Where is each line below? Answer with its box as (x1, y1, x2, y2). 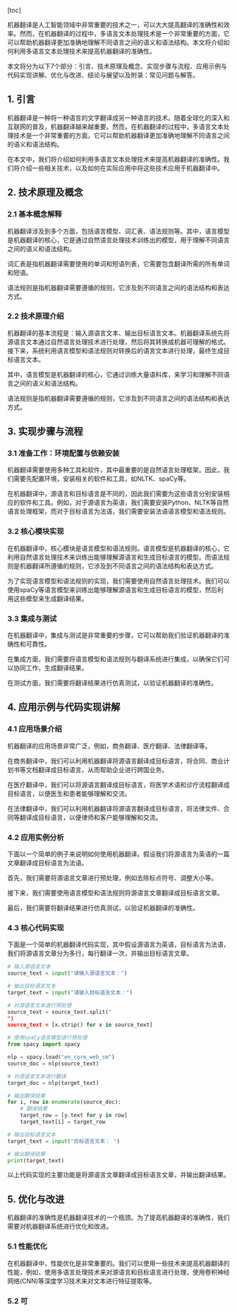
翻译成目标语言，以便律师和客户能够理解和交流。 (19, 813, 162, 821)
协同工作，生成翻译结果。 (13, 663, 88, 673)
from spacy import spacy (7, 1041, 80, 1048)
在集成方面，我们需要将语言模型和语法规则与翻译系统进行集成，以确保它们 (7, 655, 224, 663)
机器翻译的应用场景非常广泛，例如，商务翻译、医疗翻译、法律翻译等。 (7, 741, 212, 750)
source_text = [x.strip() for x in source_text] (7, 1021, 153, 1029)
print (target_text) (7, 1157, 65, 1164)
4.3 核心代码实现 (7, 922, 65, 932)
